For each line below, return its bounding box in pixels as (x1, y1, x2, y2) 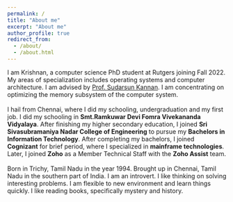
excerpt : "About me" (7, 23, 67, 30)
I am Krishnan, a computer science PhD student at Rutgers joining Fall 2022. (7, 68, 226, 77)
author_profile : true (7, 29, 70, 37)
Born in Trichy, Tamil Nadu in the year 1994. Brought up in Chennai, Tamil (7, 164, 217, 173)
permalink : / (7, 10, 45, 17)
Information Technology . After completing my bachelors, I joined (7, 134, 195, 143)
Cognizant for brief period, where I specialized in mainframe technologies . (7, 142, 225, 150)
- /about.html (13, 49, 54, 56)
